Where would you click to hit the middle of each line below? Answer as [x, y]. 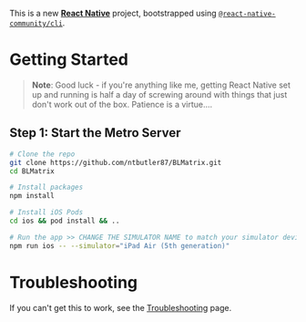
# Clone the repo [42, 154]
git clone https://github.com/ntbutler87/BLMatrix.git [116, 162]
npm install [32, 196]
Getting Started [69, 60]
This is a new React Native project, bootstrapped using [113, 13]
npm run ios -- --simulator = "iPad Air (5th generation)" [120, 245]
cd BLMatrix [32, 171]
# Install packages [46, 187]
